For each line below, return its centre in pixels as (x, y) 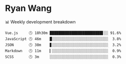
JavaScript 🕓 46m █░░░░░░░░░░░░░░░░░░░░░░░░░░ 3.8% (63, 39)
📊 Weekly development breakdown (40, 21)
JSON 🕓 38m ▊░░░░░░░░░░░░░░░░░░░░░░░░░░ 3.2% (63, 45)
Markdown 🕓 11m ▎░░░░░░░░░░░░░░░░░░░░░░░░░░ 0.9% (63, 51)
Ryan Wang (28, 8)
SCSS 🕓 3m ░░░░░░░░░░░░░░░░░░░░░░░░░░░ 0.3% (63, 57)
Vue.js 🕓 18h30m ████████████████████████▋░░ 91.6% (63, 33)
